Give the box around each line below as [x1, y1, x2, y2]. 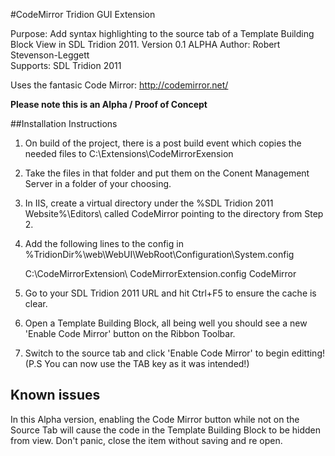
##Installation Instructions [10, 118, 118, 129]
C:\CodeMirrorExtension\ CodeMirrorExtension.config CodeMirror [24, 268, 297, 279]
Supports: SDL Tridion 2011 [10, 60, 122, 71]
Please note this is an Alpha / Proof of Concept [10, 99, 208, 110]
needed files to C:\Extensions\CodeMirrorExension [24, 148, 234, 159]
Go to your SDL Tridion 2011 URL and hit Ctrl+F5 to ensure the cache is [24, 287, 317, 299]
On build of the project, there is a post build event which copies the [24, 137, 302, 149]
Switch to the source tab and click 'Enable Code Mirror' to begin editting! [24, 347, 325, 359]
